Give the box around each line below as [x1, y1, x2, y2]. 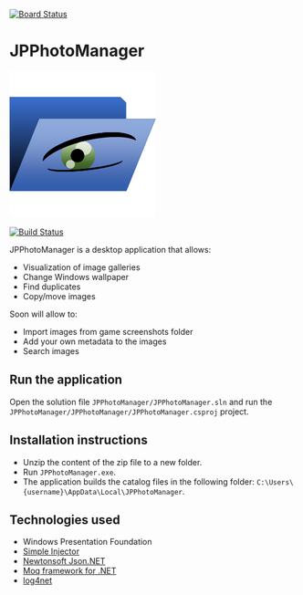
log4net [22, 575, 53, 586]
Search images [22, 345, 79, 356]
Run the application [9, 372, 123, 388]
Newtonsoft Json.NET [22, 556, 106, 567]
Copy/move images [22, 290, 96, 301]
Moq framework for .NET [22, 566, 117, 577]
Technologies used [9, 512, 120, 527]
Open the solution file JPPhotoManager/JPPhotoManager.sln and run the [9, 396, 273, 407]
